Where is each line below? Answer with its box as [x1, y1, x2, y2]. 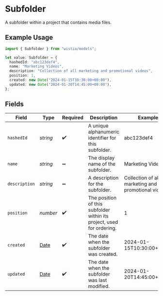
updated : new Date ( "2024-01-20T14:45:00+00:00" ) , [9, 82, 112, 87]
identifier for [88, 135, 116, 141]
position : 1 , [9, 73, 36, 78]
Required [62, 114, 83, 121]
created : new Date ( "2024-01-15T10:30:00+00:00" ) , [9, 78, 112, 82]
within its [88, 213, 109, 219]
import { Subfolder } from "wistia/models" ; [5, 46, 97, 51]
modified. [88, 283, 110, 290]
